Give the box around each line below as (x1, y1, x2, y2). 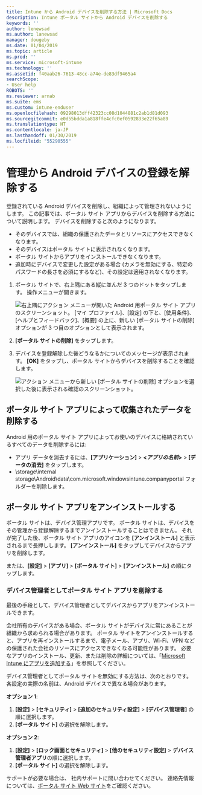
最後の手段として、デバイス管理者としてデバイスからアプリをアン (6, 601, 169, 608)
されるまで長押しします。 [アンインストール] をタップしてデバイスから (6, 542, 181, 549)
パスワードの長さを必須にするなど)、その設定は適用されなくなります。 (14, 268, 191, 275)
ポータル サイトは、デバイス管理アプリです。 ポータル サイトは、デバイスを (6, 519, 195, 527)
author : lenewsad (6, 25, 50, 32)
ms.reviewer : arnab (6, 93, 55, 99)
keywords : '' (6, 20, 39, 26)
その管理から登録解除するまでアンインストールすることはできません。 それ (6, 527, 192, 534)
